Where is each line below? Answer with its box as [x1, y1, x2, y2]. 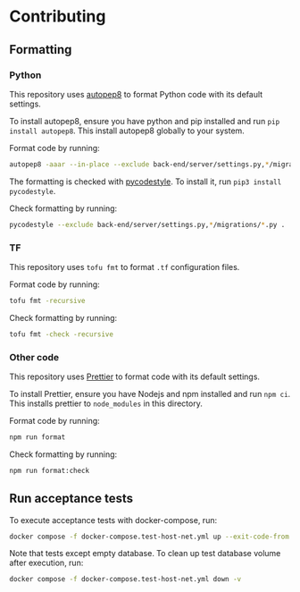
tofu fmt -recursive [9, 296, 87, 305]
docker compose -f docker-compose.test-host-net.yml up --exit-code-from [9, 532, 290, 541]
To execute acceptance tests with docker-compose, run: [9, 514, 217, 525]
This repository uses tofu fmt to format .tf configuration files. [9, 261, 240, 272]
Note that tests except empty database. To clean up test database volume [9, 548, 281, 559]
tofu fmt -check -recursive [9, 329, 114, 339]
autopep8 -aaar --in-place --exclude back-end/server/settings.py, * [9, 159, 270, 169]
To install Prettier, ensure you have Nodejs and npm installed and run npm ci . [9, 388, 291, 399]
